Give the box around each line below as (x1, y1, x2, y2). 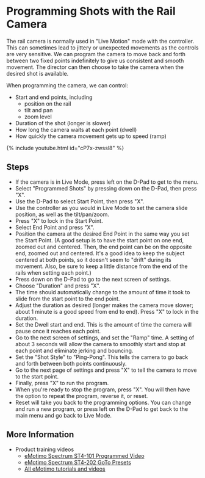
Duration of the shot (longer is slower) (15, 119, 111, 126)
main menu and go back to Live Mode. (15, 411, 112, 419)
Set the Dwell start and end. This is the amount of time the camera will (15, 320, 192, 328)
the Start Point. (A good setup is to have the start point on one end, (15, 236, 184, 244)
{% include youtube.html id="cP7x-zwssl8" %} (6, 144, 124, 151)
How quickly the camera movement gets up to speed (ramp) (15, 132, 167, 140)
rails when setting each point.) (15, 269, 92, 276)
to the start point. (15, 372, 59, 380)
